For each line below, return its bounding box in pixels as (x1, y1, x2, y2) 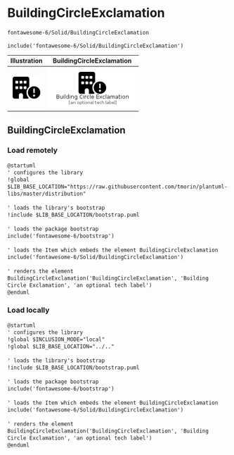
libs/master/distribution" (7, 190, 86, 197)
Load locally (7, 305, 50, 315)
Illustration (10, 56, 44, 65)
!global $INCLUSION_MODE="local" (7, 336, 105, 343)
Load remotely (7, 145, 58, 155)
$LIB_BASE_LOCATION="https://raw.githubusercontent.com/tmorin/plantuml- (7, 183, 228, 190)
